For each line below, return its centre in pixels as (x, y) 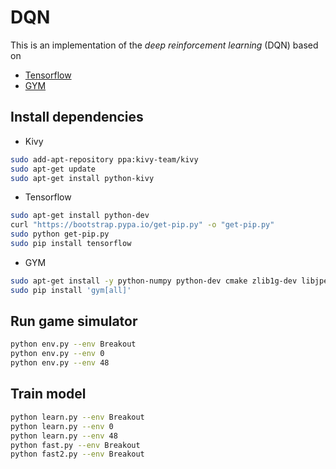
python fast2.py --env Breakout (77, 454)
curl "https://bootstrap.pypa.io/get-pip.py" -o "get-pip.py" (142, 225)
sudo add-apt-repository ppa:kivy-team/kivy (104, 159)
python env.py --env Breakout (73, 344)
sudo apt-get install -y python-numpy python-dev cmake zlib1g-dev (154, 281)
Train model (48, 394)
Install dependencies (77, 117)
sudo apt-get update (53, 169)
